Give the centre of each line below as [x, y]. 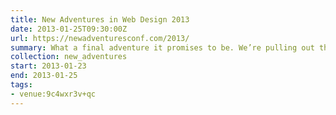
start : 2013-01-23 [48, 66]
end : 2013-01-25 [44, 76]
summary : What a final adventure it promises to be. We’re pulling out [162, 47]
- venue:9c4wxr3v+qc [53, 94]
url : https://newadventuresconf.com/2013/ [100, 38]
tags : [21, 85]
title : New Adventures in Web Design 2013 [100, 19]
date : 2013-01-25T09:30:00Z [69, 29]
